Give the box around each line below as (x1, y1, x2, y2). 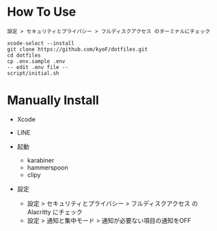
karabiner (27, 156, 55, 164)
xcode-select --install (7, 40, 75, 46)
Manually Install (7, 93, 100, 108)
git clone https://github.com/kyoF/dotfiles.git (7, 46, 148, 53)
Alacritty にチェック (27, 208, 83, 216)
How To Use (7, 4, 76, 20)
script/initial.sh (7, 70, 59, 77)
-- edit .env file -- (7, 64, 69, 70)
